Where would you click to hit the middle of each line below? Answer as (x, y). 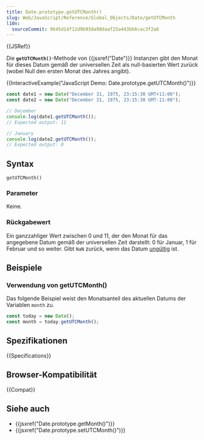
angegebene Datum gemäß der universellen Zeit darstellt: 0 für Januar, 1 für (101, 242)
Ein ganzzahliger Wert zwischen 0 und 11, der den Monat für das (87, 235)
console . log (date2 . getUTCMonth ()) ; (51, 139)
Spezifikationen (37, 341)
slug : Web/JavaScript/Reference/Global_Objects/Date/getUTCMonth (91, 18)
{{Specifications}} (29, 356)
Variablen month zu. (30, 305)
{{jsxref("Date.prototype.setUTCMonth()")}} (70, 430)
